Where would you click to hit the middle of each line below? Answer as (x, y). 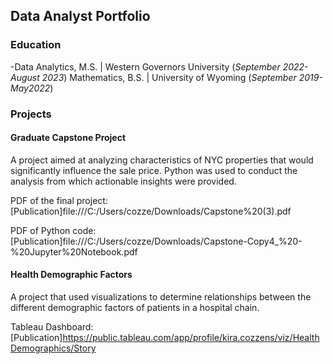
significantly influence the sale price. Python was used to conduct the (154, 170)
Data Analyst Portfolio (80, 16)
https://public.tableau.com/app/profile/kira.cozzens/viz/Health (191, 338)
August (25, 77)
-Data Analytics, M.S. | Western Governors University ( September (145, 66)
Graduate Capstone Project (68, 138)
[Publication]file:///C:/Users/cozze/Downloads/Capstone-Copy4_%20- (156, 241)
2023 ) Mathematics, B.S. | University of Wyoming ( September (169, 77)
